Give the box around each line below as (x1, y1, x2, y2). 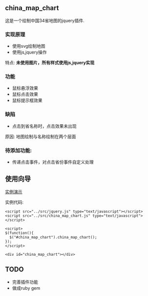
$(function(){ (5, 230, 34, 235)
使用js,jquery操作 (12, 49, 47, 55)
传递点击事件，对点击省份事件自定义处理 (12, 159, 94, 165)
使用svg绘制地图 (12, 43, 45, 49)
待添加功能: (5, 147, 32, 154)
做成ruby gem (12, 285, 41, 291)
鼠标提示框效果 (12, 98, 42, 104)
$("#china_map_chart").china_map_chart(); (9, 235, 97, 240)
